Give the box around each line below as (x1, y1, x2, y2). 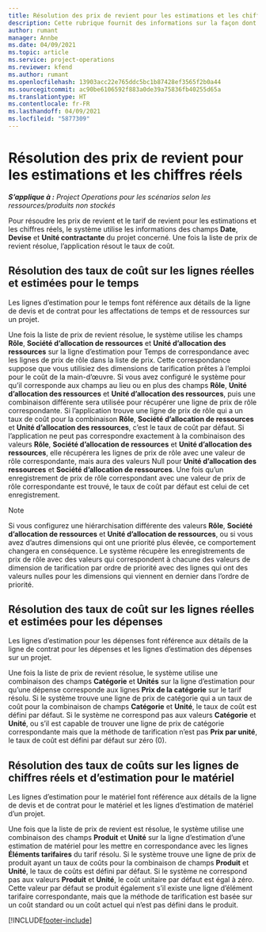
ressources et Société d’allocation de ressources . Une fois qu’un (8, 465, 224, 474)
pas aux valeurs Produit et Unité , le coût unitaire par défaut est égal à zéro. (8, 875, 255, 884)
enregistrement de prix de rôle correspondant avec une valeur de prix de (8, 473, 246, 482)
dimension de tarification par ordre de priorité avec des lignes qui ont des (8, 562, 248, 572)
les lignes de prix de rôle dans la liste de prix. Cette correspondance (8, 355, 231, 365)
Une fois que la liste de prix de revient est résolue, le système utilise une (8, 824, 245, 834)
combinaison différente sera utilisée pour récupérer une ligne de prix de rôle (8, 397, 257, 407)
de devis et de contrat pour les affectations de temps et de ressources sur (8, 306, 251, 316)
